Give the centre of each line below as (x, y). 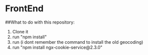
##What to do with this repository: (40, 22)
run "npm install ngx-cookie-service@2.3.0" (57, 47)
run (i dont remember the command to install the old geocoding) (78, 42)
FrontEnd (24, 9)
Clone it (20, 31)
